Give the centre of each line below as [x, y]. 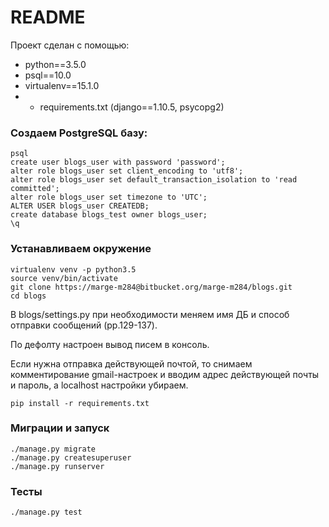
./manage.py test [46, 512]
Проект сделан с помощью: [70, 45]
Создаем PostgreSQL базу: [79, 133]
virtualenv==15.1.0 [62, 85]
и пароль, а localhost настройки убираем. [99, 385]
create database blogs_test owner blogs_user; [109, 215]
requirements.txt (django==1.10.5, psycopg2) [132, 107]
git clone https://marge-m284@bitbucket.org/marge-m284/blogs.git [151, 287]
